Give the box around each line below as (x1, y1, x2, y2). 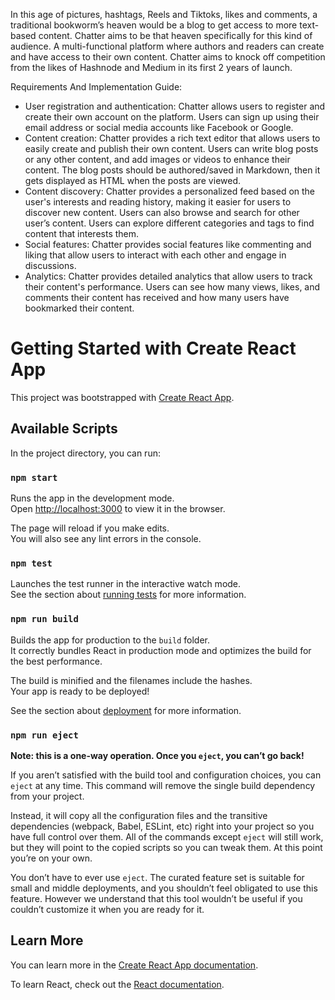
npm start (10, 472, 58, 483)
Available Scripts (10, 420, 118, 438)
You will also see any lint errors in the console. (10, 533, 202, 545)
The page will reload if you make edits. (10, 522, 170, 534)
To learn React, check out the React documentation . (10, 978, 225, 990)
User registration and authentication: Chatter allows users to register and (24, 100, 326, 112)
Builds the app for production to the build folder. (10, 634, 211, 646)
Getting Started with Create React (10, 337, 297, 360)
